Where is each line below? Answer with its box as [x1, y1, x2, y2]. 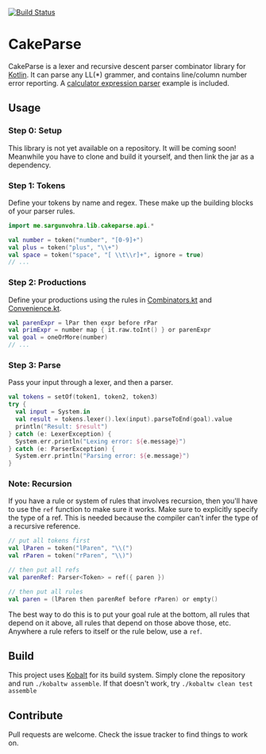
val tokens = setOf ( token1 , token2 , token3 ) [8, 393, 158, 401]
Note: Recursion [8, 479, 72, 490]
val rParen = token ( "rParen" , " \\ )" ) [8, 552, 133, 560]
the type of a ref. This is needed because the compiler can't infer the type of [8, 513, 259, 523]
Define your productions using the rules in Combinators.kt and [8, 294, 212, 305]
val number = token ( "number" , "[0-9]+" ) [8, 236, 145, 244]
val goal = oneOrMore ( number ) [8, 333, 109, 341]
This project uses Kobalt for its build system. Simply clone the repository [8, 671, 246, 680]
